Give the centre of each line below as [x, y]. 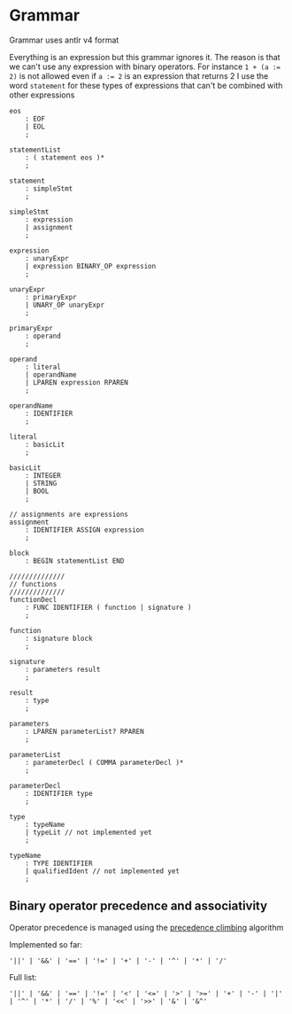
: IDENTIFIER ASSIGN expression [85, 530]
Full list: [23, 977]
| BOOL [37, 491]
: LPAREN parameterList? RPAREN [85, 731]
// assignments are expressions [69, 514]
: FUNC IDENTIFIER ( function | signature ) [108, 607]
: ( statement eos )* [65, 157]
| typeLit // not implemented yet [88, 832]
